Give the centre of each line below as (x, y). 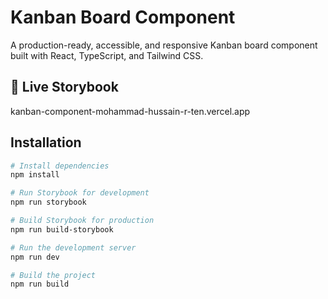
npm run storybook (48, 202)
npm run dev (35, 257)
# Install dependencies (60, 166)
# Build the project (53, 275)
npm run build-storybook (62, 229)
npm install (35, 175)
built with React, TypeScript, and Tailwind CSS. (107, 55)
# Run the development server (73, 247)
